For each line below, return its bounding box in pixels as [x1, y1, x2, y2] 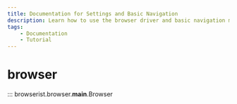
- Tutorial [20, 37, 52, 44]
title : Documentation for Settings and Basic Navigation [7, 10, 178, 18]
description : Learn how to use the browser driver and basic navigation [7, 17, 226, 24]
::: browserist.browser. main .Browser [7, 90, 113, 98]
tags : [7, 23, 23, 30]
